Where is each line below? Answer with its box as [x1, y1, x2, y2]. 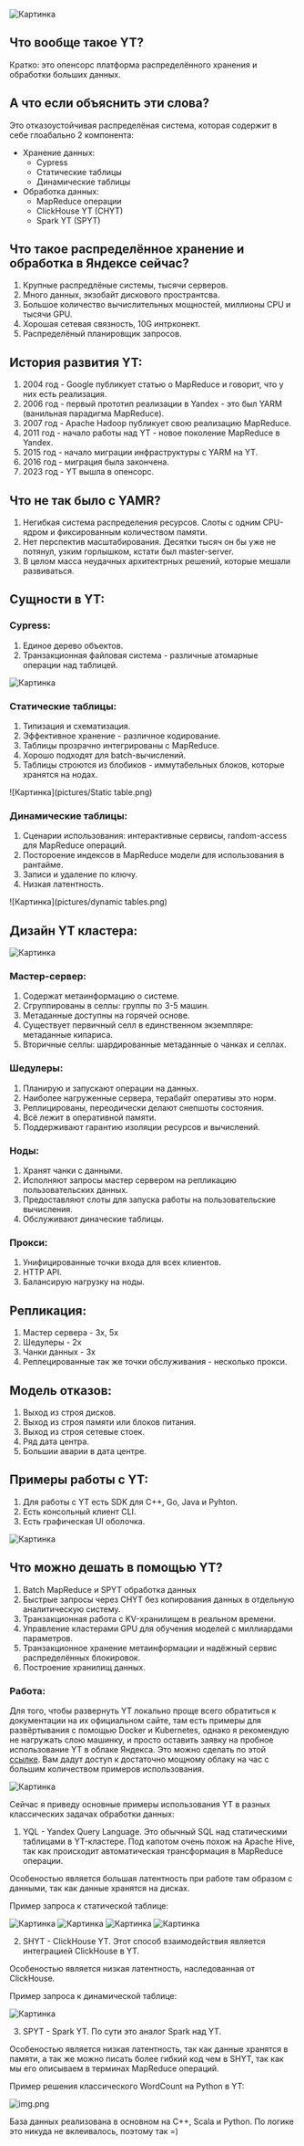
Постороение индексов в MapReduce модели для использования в [22, 850, 285, 861]
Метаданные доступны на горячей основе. [22, 1010, 190, 1021]
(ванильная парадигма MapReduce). [22, 408, 165, 419]
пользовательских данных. [22, 1185, 129, 1196]
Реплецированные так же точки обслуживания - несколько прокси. [22, 1356, 288, 1367]
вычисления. [22, 1204, 73, 1215]
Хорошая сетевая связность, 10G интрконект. [22, 319, 201, 330]
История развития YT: [9, 354, 143, 370]
